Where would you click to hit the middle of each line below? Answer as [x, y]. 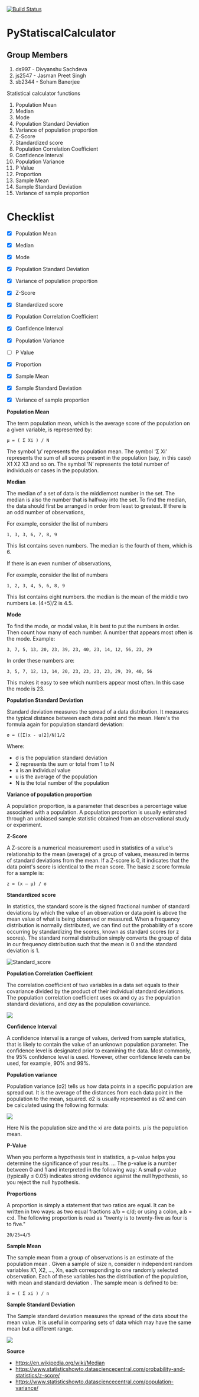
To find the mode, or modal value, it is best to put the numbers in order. [93, 626]
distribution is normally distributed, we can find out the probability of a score [100, 925]
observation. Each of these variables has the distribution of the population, [97, 1276]
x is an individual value [43, 770]
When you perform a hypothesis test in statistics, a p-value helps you [91, 1157]
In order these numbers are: [41, 660]
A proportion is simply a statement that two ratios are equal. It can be [91, 1205]
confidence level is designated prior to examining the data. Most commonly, [99, 1051]
